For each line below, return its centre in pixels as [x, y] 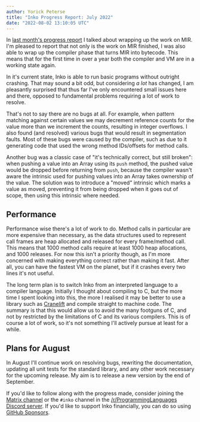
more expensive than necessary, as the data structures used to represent [96, 235]
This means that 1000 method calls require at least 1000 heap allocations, [97, 248]
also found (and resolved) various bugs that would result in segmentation [96, 133]
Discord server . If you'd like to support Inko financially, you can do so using [99, 406]
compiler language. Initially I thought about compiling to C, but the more [94, 292]
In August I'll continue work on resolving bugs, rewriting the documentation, [99, 362]
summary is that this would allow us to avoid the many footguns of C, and [96, 310]
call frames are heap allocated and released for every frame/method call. [96, 242]
